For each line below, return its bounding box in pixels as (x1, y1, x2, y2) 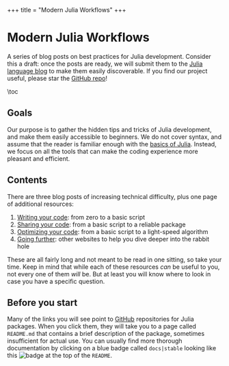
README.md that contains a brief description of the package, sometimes (7, 330, 205, 338)
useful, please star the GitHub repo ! (7, 74, 108, 82)
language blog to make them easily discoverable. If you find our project (7, 66, 208, 75)
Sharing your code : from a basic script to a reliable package (16, 220, 186, 228)
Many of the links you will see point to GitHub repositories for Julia (7, 315, 195, 324)
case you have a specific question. (7, 277, 105, 285)
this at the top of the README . (7, 352, 113, 360)
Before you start (7, 297, 78, 309)
